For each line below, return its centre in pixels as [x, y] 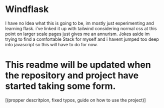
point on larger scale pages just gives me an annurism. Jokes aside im [77, 34]
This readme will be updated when [78, 65]
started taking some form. [60, 86]
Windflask [27, 9]
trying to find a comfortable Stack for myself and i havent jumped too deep [82, 39]
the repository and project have [72, 76]
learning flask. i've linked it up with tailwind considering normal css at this [81, 28]
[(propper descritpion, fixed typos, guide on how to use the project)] [75, 100]
